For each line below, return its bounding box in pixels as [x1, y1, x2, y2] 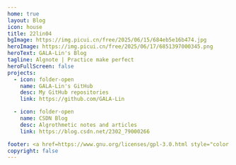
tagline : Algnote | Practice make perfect [7, 56, 134, 63]
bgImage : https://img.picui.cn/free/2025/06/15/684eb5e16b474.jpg [7, 37, 207, 44]
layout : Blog [7, 17, 46, 24]
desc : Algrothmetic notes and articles [20, 121, 138, 128]
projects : [7, 69, 37, 76]
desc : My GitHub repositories [20, 89, 110, 96]
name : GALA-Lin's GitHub [20, 82, 93, 90]
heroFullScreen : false [7, 63, 74, 70]
